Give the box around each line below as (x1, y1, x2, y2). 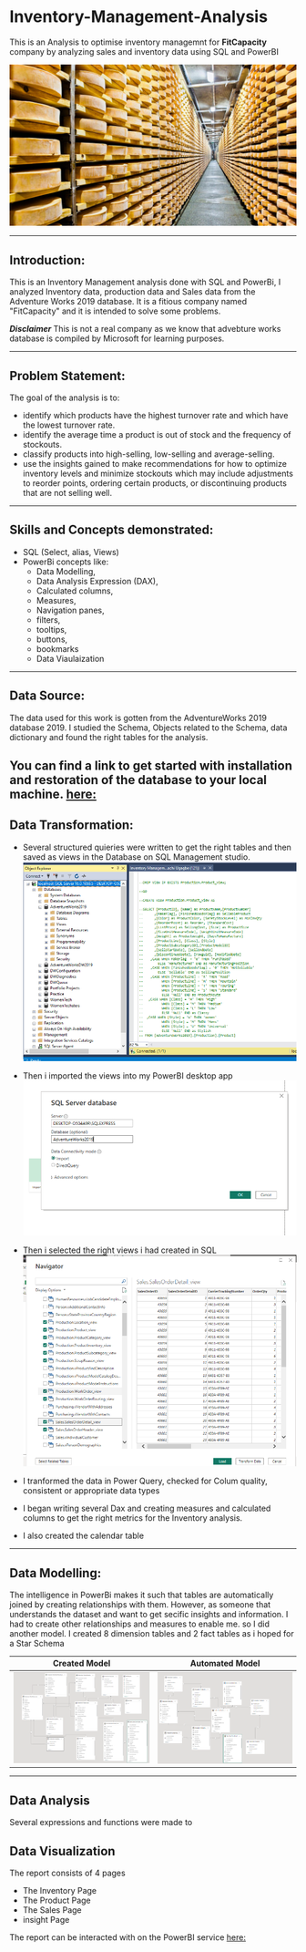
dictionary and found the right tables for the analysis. (9, 731, 209, 742)
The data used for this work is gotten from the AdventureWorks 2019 (9, 712, 267, 723)
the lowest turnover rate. (22, 419, 116, 430)
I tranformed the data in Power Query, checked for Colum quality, (22, 1475, 268, 1487)
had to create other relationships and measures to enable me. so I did (9, 1618, 270, 1629)
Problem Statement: (9, 367, 126, 384)
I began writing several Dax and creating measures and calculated (22, 1503, 271, 1514)
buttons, (36, 634, 68, 645)
